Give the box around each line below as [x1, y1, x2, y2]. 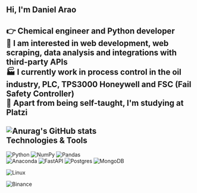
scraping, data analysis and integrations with [6, 47, 177, 57]
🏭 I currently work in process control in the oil [6, 67, 182, 77]
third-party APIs [6, 57, 68, 67]
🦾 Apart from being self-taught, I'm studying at [6, 98, 184, 108]
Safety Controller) [6, 88, 74, 99]
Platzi [6, 107, 28, 117]
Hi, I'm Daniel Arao [6, 5, 77, 15]
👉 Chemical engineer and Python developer [6, 26, 175, 36]
